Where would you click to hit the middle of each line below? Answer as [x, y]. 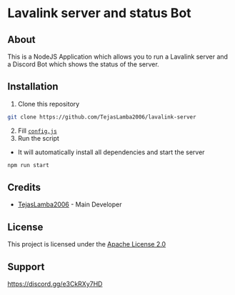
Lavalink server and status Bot [99, 13]
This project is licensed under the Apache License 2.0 [87, 244]
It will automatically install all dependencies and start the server [111, 152]
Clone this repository [49, 104]
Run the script [38, 138]
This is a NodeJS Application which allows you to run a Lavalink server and [118, 56]
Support [26, 267]
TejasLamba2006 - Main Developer [70, 204]
